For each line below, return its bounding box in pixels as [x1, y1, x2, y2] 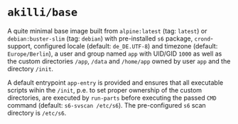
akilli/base [7, 6, 78, 19]
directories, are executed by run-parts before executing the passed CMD [7, 93, 217, 102]
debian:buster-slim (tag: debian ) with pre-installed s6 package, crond [7, 34, 211, 43]
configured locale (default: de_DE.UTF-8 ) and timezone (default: [33, 41, 218, 50]
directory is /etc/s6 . [7, 108, 67, 117]
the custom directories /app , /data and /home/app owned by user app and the [7, 56, 231, 66]
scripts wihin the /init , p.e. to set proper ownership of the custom [7, 86, 202, 94]
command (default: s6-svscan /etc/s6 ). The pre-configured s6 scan [7, 100, 206, 109]
